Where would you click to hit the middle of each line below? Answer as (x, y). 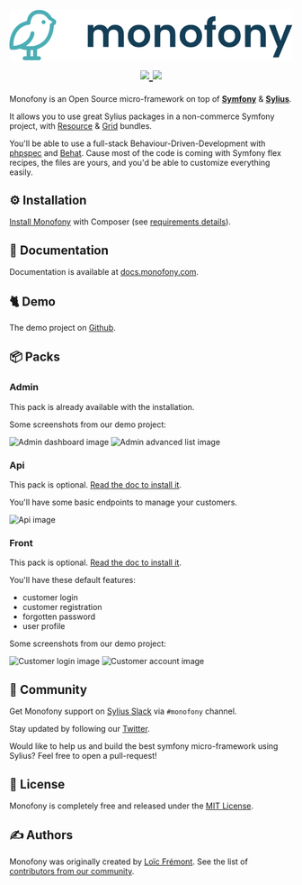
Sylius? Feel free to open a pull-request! (83, 756)
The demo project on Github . (63, 328)
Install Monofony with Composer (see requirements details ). (120, 222)
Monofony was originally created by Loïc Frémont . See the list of (129, 862)
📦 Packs (35, 357)
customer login (50, 598)
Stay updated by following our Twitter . (80, 729)
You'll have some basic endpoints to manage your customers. (124, 502)
